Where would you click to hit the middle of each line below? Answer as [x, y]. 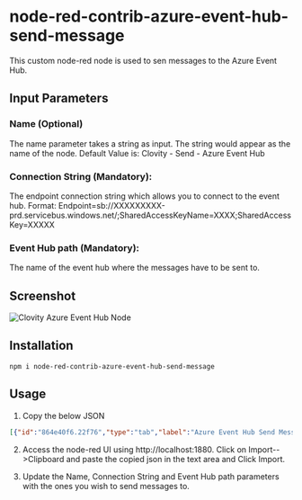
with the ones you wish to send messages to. [106, 486]
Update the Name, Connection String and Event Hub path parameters [151, 476]
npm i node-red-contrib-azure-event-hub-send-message [112, 366]
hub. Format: [33, 205]
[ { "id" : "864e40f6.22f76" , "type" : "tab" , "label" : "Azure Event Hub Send [142, 432]
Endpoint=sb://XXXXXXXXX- [112, 205]
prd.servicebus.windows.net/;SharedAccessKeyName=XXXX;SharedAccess [151, 215]
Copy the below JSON [63, 415]
